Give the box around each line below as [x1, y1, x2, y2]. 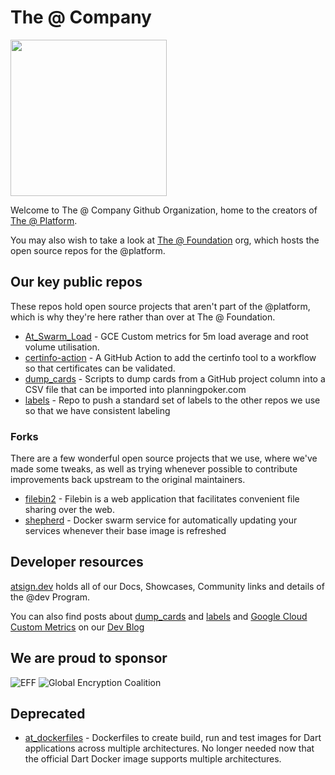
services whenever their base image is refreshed [24, 525, 227, 537]
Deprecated [10, 706, 86, 723]
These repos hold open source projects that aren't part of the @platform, [10, 300, 311, 312]
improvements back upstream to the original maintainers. [10, 474, 246, 486]
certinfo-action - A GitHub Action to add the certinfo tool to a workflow [24, 351, 317, 363]
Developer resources [10, 554, 144, 571]
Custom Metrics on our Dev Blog [10, 621, 145, 633]
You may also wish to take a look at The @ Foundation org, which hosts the [10, 234, 320, 246]
